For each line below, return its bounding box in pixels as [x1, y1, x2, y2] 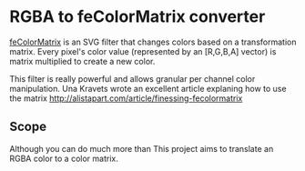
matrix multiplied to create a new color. [9, 55, 156, 66]
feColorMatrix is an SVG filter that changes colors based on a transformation [9, 36, 297, 47]
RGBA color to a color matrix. [9, 153, 118, 164]
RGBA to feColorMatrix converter [9, 6, 266, 27]
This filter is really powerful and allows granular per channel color [9, 73, 256, 84]
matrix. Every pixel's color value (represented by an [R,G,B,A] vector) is [9, 45, 277, 56]
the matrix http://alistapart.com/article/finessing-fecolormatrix [9, 93, 243, 104]
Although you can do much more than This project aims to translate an [9, 143, 274, 154]
